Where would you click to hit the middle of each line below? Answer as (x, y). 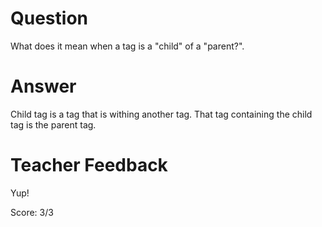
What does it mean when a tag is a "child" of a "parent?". (127, 46)
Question (49, 18)
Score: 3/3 (32, 212)
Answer (43, 86)
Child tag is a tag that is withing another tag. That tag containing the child (161, 114)
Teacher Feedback (89, 165)
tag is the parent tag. (53, 124)
